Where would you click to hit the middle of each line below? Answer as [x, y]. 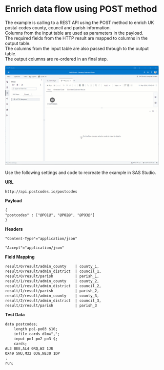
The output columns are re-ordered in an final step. [57, 59]
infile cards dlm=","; [37, 334]
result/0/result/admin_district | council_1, [53, 271]
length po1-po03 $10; [36, 329]
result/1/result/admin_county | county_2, [52, 281]
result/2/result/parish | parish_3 [51, 305]
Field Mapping [20, 257]
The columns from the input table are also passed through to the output [77, 48]
